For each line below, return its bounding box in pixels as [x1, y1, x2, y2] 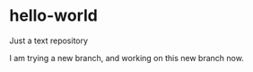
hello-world [9, 5, 99, 26]
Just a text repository [9, 35, 88, 46]
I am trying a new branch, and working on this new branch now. [9, 52, 244, 63]
